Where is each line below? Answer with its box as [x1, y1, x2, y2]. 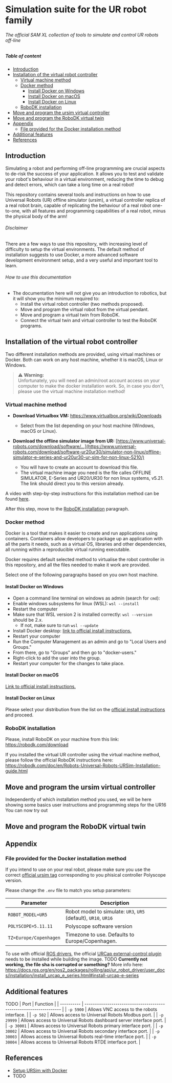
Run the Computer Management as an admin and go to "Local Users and [12, 639, 166, 645]
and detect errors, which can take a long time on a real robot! [5, 181, 135, 187]
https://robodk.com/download [5, 741, 69, 748]
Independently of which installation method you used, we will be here [5, 796, 152, 802]
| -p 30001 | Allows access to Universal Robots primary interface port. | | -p [5, 1023, 163, 1029]
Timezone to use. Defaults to [65, 931, 135, 938]
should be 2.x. [12, 617, 43, 623]
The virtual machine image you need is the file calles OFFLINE [20, 470, 152, 476]
